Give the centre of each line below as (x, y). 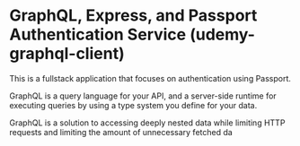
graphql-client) (67, 54)
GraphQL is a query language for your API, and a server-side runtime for (143, 96)
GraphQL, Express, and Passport (133, 16)
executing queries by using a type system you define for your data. (133, 105)
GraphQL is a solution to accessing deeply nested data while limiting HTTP (147, 123)
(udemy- (223, 34)
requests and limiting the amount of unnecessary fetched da (121, 132)
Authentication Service (98, 34)
